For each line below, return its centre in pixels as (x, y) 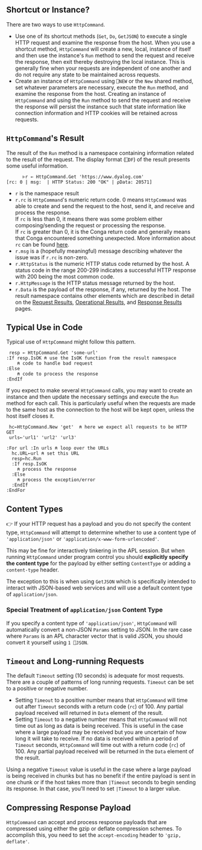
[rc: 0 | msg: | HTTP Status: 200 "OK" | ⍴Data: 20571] (79, 182)
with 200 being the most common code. (65, 276)
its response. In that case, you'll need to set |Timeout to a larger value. (93, 789)
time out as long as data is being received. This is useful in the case (99, 726)
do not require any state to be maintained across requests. (88, 74)
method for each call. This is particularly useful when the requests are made (101, 403)
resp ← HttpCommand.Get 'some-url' (53, 353)
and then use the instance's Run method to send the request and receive (105, 55)
